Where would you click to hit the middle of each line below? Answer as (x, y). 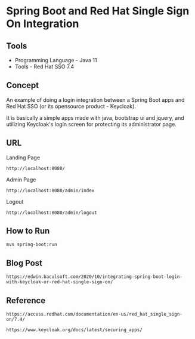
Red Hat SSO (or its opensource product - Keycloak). (71, 106)
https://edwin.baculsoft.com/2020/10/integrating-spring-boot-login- (95, 277)
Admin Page (21, 179)
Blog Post (24, 263)
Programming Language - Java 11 (56, 60)
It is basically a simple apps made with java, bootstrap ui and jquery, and (95, 117)
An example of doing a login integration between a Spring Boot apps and (95, 99)
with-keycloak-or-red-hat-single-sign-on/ (60, 282)
